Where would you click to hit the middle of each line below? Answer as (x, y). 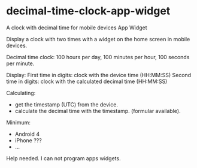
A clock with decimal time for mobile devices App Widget (77, 28)
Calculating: (21, 93)
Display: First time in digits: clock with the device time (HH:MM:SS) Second (99, 75)
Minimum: (19, 122)
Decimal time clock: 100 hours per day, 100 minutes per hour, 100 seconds (98, 57)
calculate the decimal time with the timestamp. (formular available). (98, 111)
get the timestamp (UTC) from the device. (66, 104)
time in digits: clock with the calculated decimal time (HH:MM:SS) (87, 81)
